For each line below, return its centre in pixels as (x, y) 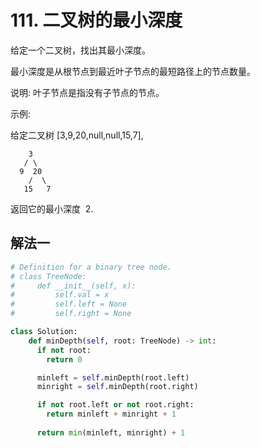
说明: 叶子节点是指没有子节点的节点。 (87, 92)
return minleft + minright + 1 (111, 414)
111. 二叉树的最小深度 (96, 20)
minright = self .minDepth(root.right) (117, 387)
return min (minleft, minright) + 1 (111, 432)
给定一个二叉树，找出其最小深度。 (80, 50)
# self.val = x (60, 295)
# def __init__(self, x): (73, 286)
